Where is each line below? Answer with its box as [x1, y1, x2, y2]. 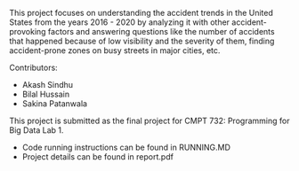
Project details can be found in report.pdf [21, 152, 174, 162]
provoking [9, 27, 46, 36]
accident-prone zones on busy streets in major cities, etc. [9, 45, 221, 56]
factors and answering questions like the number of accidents [47, 27, 275, 36]
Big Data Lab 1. [9, 125, 64, 136]
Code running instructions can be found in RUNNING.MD [21, 142, 231, 152]
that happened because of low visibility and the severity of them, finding [9, 35, 275, 46]
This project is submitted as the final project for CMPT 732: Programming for [9, 115, 290, 126]
